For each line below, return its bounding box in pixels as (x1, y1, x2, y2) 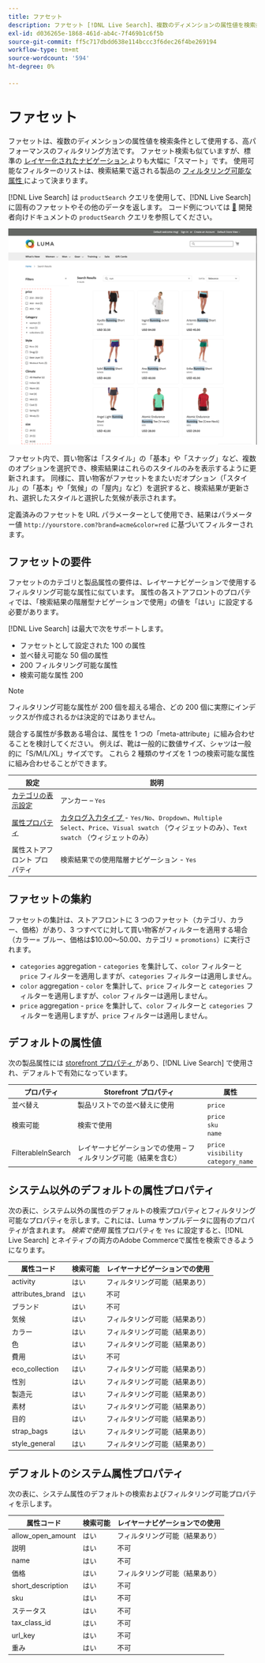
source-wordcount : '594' (8, 54, 90, 62)
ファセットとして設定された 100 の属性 (19, 640, 146, 651)
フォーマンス (8, 146, 50, 156)
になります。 (8, 1244, 50, 1255)
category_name (207, 1158, 254, 1166)
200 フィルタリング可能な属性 (19, 660, 118, 670)
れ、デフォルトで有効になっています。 (8, 1068, 132, 1078)
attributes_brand (11, 1289, 65, 1299)
